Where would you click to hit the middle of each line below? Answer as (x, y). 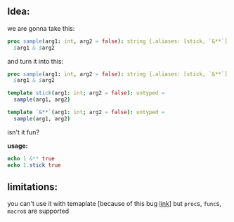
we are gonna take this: (41, 28)
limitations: (33, 187)
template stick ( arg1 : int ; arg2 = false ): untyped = (86, 93)
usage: (18, 146)
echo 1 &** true (31, 158)
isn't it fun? (24, 132)
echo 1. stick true (34, 165)
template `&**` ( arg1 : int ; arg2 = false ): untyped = (86, 112)
